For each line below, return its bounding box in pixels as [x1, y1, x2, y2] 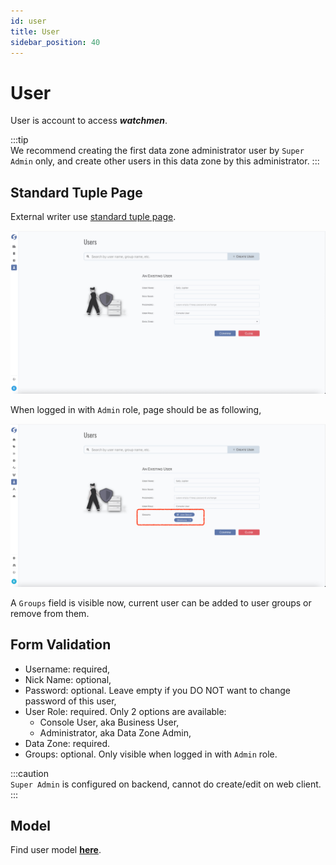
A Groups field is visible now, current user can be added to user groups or [10, 596, 312, 609]
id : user [10, 16, 47, 26]
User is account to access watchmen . [10, 115, 168, 127]
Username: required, [24, 663, 111, 675]
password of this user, [24, 695, 117, 707]
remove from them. [10, 607, 90, 619]
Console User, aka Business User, [39, 716, 180, 728]
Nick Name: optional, [24, 673, 112, 685]
